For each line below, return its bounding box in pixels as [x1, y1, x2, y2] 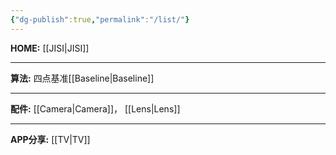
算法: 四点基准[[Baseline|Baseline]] [10, 72, 155, 84]
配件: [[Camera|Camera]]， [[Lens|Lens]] [10, 102, 181, 115]
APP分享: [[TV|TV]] [10, 133, 91, 145]
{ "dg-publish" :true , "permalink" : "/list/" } [10, 14, 190, 25]
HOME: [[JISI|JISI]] [10, 42, 90, 54]
